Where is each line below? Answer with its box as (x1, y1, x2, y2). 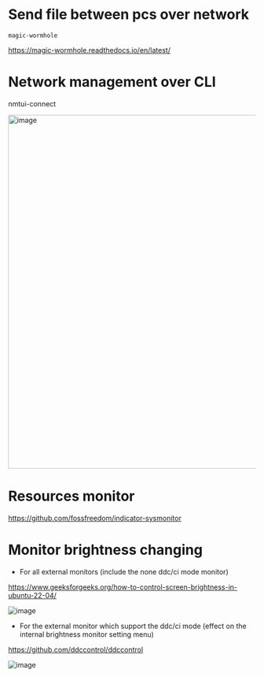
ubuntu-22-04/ (8, 590, 57, 600)
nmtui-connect (8, 99, 57, 108)
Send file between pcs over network (8, 6, 250, 24)
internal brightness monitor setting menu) (19, 629, 155, 639)
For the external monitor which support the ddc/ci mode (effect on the (19, 621, 247, 631)
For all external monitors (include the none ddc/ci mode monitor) (19, 567, 229, 576)
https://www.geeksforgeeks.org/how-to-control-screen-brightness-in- (8, 582, 238, 592)
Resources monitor (8, 487, 135, 505)
